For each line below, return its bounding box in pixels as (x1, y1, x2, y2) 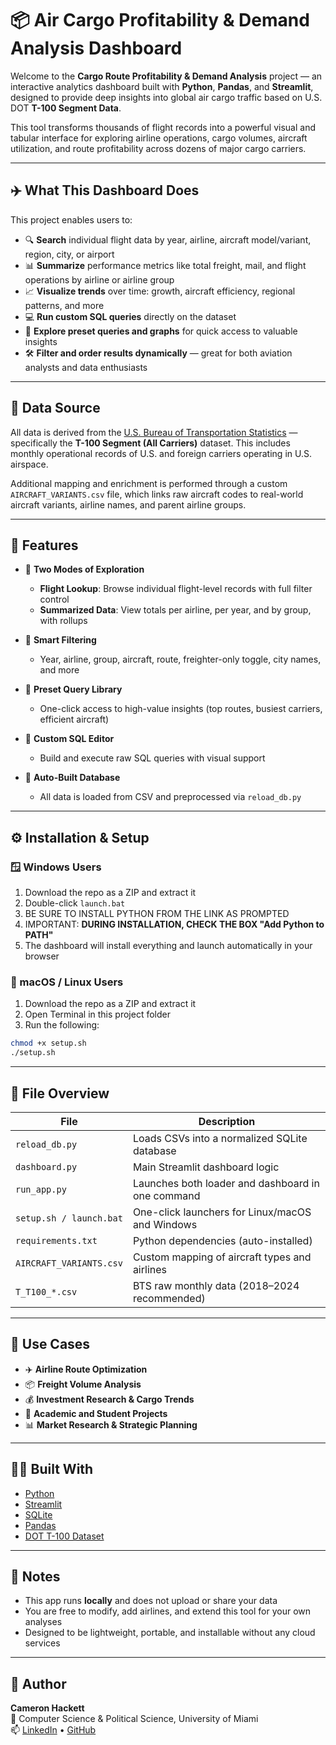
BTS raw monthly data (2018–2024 (132, 1278, 300, 1292)
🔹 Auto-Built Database (24, 772, 121, 784)
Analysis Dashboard (10, 37, 183, 60)
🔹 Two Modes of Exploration (24, 563, 145, 576)
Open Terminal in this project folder (24, 1008, 171, 1021)
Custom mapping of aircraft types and (132, 1250, 312, 1264)
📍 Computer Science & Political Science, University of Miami (10, 1713, 259, 1725)
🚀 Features (10, 537, 79, 554)
